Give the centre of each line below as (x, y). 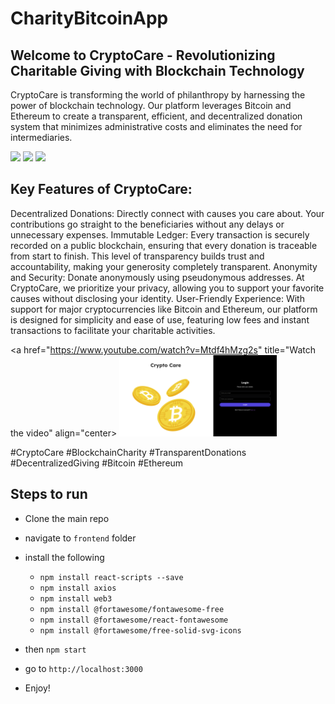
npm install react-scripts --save (111, 577)
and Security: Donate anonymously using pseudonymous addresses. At (157, 277)
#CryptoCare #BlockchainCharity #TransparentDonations (128, 452)
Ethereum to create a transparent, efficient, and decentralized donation (156, 116)
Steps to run (49, 494)
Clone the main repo (67, 518)
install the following (64, 557)
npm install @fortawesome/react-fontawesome (134, 620)
